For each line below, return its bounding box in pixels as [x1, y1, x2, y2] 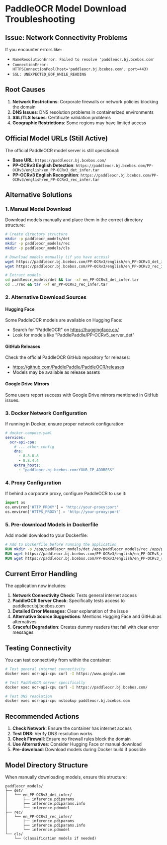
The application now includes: [5, 583, 67, 589]
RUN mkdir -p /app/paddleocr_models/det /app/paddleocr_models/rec [5, 546, 148, 552]
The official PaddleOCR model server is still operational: [5, 147, 119, 153]
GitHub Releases [5, 343, 41, 349]
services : [5, 435, 26, 440]
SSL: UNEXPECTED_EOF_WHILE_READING [12, 72, 86, 77]
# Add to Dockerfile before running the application [5, 542, 117, 547]
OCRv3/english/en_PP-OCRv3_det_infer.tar [12, 168, 99, 172]
